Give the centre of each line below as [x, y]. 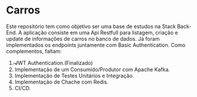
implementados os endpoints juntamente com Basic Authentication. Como [96, 45]
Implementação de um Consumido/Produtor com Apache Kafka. [92, 69]
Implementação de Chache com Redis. [61, 82]
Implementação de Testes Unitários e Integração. [74, 75]
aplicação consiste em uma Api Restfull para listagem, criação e [101, 32]
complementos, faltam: [34, 51]
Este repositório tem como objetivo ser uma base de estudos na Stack [91, 26]
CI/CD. [23, 88]
